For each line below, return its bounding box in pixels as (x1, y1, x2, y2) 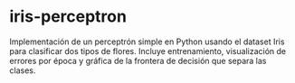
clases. (9, 65, 36, 76)
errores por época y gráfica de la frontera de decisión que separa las (9, 55, 267, 66)
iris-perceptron (9, 6, 127, 27)
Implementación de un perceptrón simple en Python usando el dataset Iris (9, 36, 285, 47)
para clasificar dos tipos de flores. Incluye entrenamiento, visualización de (9, 45, 287, 56)
